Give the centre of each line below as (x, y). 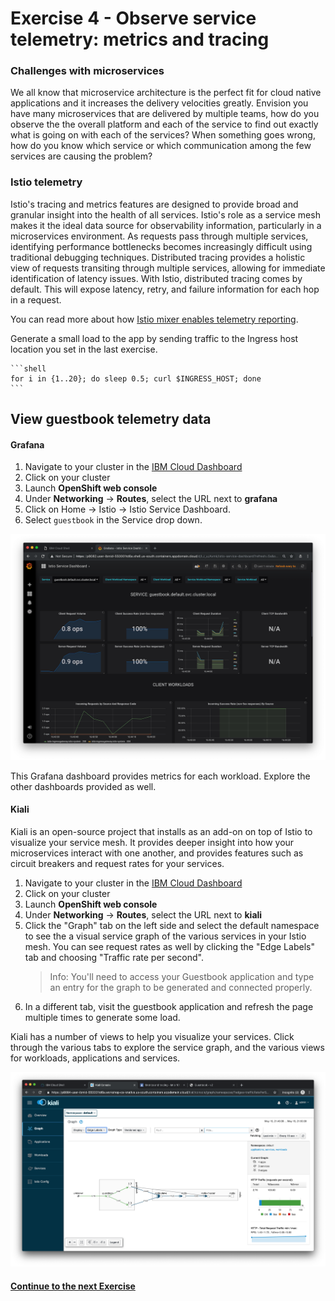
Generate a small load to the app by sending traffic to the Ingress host (154, 338)
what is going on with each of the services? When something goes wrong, (163, 135)
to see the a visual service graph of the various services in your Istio (165, 936)
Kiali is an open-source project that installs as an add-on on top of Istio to (161, 831)
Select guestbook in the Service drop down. (113, 520)
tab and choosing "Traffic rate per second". (114, 957)
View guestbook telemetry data (111, 419)
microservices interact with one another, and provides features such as (157, 853)
